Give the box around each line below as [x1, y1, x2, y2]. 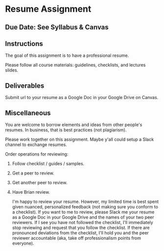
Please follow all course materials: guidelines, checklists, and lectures [5, 62, 146, 68]
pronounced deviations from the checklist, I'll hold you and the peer [12, 230, 149, 236]
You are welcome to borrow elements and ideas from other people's [5, 122, 142, 128]
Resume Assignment [5, 3, 92, 15]
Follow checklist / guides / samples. [12, 161, 85, 167]
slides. [5, 67, 19, 73]
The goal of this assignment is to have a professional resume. [5, 52, 129, 58]
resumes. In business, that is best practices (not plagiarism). [5, 127, 127, 133]
